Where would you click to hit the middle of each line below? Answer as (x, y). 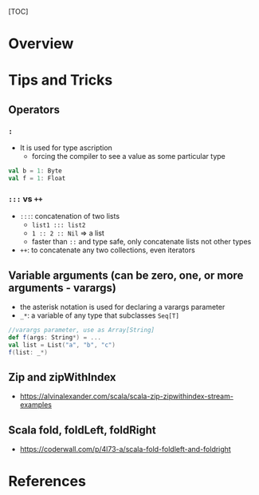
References (47, 481)
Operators (34, 110)
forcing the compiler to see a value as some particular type (128, 156)
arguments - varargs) (63, 288)
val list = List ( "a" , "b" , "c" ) (62, 345)
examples (35, 405)
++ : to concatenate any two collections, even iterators (107, 250)
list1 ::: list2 (59, 226)
